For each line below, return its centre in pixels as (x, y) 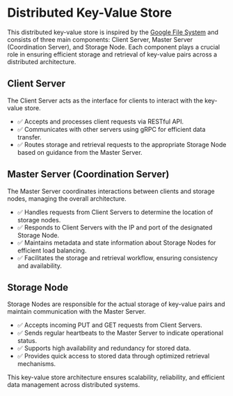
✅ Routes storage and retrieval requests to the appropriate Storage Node (122, 144)
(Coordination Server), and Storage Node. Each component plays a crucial (114, 47)
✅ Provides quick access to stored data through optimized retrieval (113, 356)
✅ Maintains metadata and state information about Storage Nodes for (116, 243)
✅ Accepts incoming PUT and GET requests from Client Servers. (110, 325)
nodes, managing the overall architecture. (67, 198)
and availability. (40, 266)
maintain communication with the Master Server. (77, 312)
